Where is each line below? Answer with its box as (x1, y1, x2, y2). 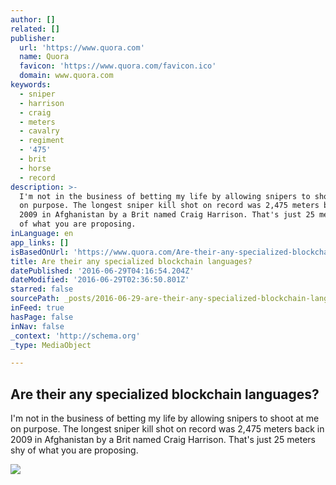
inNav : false (10, 321, 65, 331)
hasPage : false (10, 312, 74, 322)
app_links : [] (10, 237, 70, 248)
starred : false (10, 284, 74, 295)
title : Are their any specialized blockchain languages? (10, 256, 253, 266)
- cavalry (19, 126, 60, 136)
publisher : (10, 33, 56, 43)
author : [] (10, 14, 56, 25)
